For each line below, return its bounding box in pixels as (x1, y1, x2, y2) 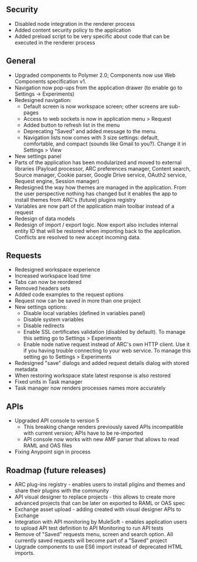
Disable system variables (23, 316, 84, 323)
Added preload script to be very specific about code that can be (14, 32, 170, 40)
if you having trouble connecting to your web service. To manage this (23, 347, 191, 354)
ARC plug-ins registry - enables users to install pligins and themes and (14, 481, 185, 488)
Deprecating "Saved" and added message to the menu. (23, 127, 157, 134)
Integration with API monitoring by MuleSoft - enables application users (14, 519, 188, 526)
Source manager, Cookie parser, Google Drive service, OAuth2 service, (14, 171, 187, 178)
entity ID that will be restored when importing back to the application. (14, 227, 182, 234)
